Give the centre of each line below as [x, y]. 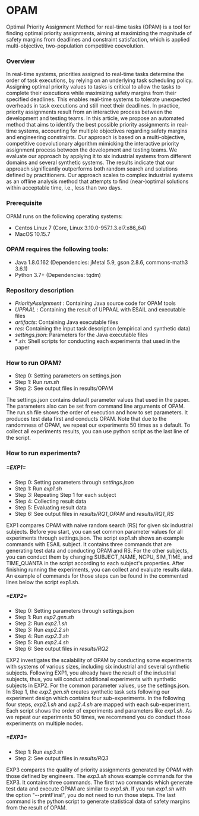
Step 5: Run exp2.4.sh [42, 642]
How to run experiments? [43, 453]
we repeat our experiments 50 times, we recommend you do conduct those [99, 717]
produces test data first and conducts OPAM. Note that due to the [86, 419]
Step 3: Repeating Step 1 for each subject [65, 495]
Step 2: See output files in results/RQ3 [61, 758]
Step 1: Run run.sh [37, 382]
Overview [20, 61]
